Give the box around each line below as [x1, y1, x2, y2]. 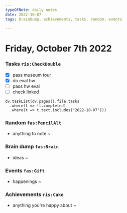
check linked [12, 89, 39, 95]
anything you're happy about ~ [12, 202, 77, 208]
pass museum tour [12, 72, 52, 78]
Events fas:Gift [5, 167, 45, 174]
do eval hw [12, 77, 36, 83]
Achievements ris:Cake [5, 191, 64, 198]
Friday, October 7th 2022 [5, 43, 112, 54]
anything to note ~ [12, 131, 51, 137]
